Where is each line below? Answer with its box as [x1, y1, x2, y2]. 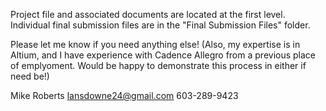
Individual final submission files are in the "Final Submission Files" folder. [10, 19, 311, 31]
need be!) [10, 70, 50, 82]
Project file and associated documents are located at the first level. [10, 9, 286, 20]
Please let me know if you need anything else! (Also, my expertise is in [10, 39, 301, 50]
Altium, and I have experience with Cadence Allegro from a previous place [10, 49, 317, 61]
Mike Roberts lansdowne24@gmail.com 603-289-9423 [10, 90, 239, 101]
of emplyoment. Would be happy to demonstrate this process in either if [10, 60, 307, 71]
